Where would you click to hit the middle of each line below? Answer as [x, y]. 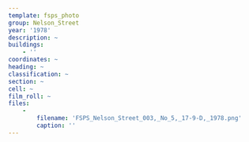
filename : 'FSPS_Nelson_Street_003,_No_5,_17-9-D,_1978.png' [140, 118]
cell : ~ [21, 89]
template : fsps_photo [44, 15]
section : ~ [26, 81]
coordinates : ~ [33, 60]
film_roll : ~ [30, 96]
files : [19, 103]
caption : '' [57, 125]
